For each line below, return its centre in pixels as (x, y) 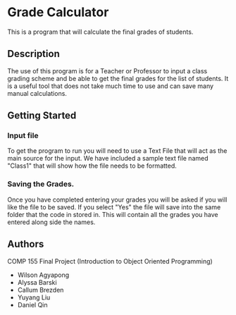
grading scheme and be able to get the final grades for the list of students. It (118, 78)
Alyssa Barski (37, 282)
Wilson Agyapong (43, 275)
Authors (26, 244)
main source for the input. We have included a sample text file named (108, 159)
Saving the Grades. (41, 184)
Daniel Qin (32, 304)
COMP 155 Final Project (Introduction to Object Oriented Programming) (110, 261)
